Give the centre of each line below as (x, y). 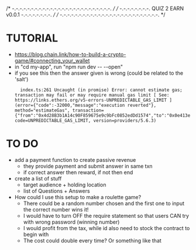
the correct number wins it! (56, 209)
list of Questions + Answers (56, 191)
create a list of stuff (38, 178)
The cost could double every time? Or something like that (92, 240)
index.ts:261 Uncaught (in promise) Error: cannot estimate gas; (101, 90)
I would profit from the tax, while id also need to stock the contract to (106, 228)
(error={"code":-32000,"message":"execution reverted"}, (85, 105)
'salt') (21, 79)
